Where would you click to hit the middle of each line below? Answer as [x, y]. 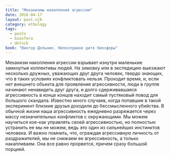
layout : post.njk [24, 19]
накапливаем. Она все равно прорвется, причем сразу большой [76, 144]
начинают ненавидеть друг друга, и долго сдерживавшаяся [71, 89]
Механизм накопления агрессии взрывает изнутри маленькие [74, 62]
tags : [11, 29]
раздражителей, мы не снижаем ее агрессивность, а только [72, 138]
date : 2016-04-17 [24, 15]
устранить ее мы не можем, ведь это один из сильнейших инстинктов [83, 127]
